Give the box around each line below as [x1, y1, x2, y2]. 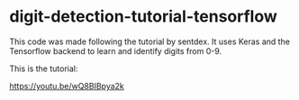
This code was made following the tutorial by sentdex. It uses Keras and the [9, 36, 291, 47]
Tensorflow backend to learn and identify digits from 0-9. [9, 45, 222, 56]
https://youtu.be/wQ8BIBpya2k [9, 80, 124, 91]
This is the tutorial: [9, 63, 78, 74]
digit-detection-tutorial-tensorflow [9, 6, 277, 27]
